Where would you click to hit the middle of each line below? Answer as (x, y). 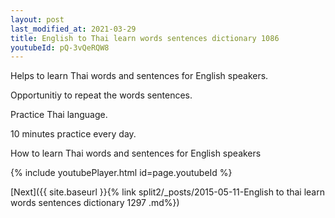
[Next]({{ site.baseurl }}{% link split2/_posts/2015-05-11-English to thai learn (167, 192)
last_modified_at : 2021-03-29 (73, 29)
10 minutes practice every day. (73, 134)
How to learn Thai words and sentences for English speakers (136, 153)
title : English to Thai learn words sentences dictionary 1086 (145, 38)
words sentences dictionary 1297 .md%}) (95, 203)
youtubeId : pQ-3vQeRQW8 (60, 47)
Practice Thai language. (59, 115)
